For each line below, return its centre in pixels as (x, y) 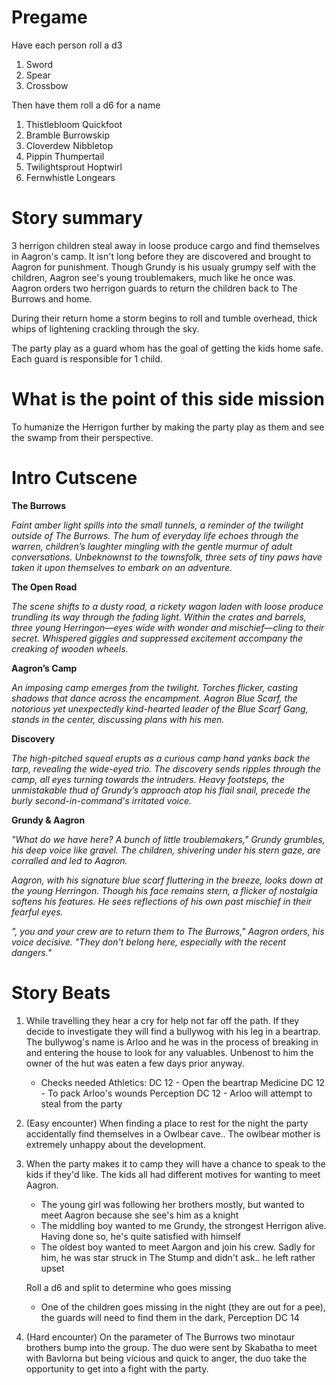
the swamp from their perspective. (82, 437)
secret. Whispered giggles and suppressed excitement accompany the (157, 638)
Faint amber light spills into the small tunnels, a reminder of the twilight (157, 525)
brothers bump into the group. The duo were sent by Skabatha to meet (171, 1347)
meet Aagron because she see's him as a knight (139, 1215)
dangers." (32, 952)
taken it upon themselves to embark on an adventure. (122, 567)
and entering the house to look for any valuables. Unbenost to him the (169, 1052)
